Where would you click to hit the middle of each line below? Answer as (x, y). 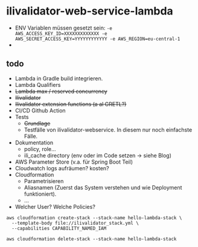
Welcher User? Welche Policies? (55, 207)
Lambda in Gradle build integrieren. (59, 78)
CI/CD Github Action (40, 111)
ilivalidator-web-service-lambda (90, 11)
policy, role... (40, 149)
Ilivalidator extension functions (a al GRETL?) (71, 104)
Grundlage (37, 123)
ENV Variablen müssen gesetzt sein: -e (64, 28)
